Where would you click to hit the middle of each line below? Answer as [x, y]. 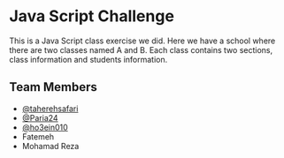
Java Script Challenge [92, 16]
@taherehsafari [50, 109]
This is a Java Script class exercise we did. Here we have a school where [142, 41]
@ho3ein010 [45, 127]
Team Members [53, 87]
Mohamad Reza [50, 146]
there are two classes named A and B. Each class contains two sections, [141, 49]
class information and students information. [88, 59]
